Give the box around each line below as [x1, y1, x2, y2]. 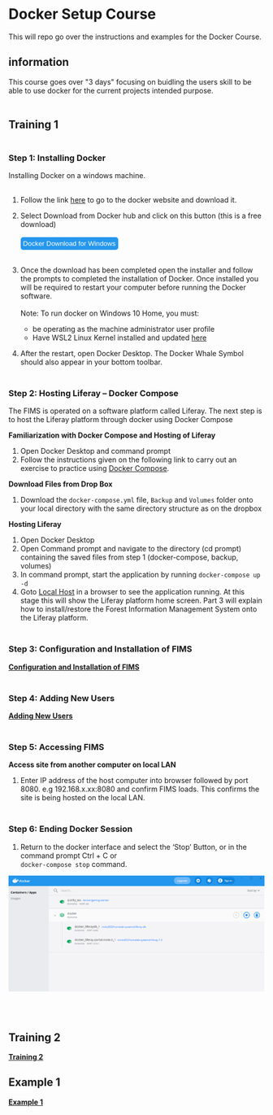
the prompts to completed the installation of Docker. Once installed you [19, 274, 259, 284]
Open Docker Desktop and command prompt [19, 446, 171, 456]
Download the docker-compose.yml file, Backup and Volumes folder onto [19, 495, 253, 505]
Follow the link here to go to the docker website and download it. [19, 195, 237, 205]
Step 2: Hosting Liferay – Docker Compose [8, 387, 179, 399]
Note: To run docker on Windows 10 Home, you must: [19, 308, 200, 318]
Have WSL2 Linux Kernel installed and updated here [32, 333, 207, 342]
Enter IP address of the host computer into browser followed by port [19, 776, 249, 786]
